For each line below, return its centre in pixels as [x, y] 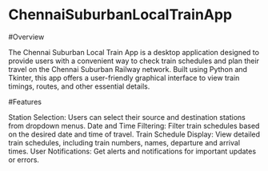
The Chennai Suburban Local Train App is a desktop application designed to [134, 52]
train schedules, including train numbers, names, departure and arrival [124, 142]
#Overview [26, 37]
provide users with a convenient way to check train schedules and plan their [134, 61]
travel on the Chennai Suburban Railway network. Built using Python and [128, 69]
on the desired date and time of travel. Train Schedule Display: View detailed [134, 134]
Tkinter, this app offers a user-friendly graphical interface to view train [124, 78]
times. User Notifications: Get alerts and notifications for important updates [132, 151]
